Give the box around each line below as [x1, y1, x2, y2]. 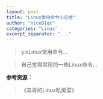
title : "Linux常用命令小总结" [6, 14, 76, 20]
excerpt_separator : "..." [6, 31, 71, 37]
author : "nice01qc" [6, 20, 55, 26]
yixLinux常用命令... [20, 49, 68, 56]
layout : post [6, 8, 39, 15]
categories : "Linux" [6, 25, 58, 32]
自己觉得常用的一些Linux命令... [20, 61, 98, 68]
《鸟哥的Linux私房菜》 [20, 86, 77, 94]
